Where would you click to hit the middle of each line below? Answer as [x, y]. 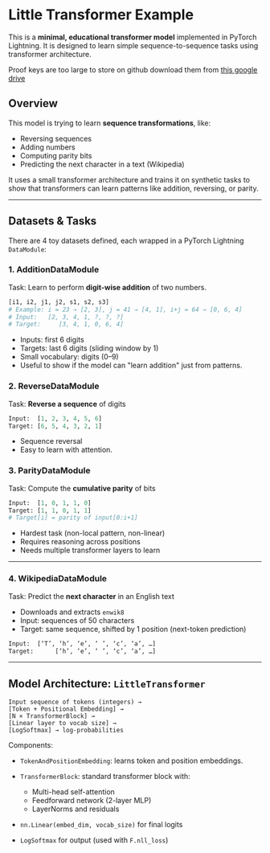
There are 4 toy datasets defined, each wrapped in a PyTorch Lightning [126, 240]
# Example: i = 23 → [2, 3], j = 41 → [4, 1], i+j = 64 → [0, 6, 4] [125, 310]
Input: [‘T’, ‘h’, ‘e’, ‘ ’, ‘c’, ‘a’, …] [82, 644]
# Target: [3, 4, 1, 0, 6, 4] [66, 324]
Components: [31, 745]
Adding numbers [47, 147]
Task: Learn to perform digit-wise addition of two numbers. [108, 287]
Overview [33, 103]
